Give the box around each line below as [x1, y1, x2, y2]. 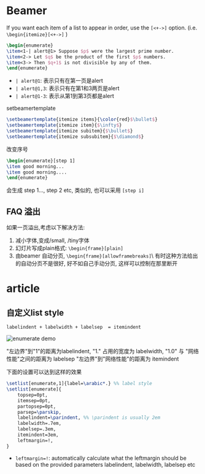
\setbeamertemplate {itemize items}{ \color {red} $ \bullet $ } [6, 117, 158, 123]
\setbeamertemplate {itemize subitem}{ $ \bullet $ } [6, 128, 133, 134]
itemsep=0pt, [17, 397, 51, 403]
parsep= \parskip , [17, 409, 62, 415]
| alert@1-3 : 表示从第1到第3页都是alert [15, 93, 115, 100]
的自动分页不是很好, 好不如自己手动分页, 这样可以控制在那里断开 [15, 260, 178, 267]
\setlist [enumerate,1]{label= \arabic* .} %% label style [6, 381, 152, 387]
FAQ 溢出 [6, 206, 41, 216]
